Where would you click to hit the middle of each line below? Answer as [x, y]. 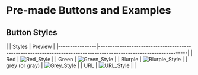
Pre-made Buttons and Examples [89, 10]
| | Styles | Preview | [31, 46]
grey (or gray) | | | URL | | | [71, 65]
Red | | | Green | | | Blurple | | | [97, 59]
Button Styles [32, 32]
